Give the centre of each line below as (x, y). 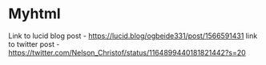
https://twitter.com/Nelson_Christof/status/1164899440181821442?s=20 (127, 52)
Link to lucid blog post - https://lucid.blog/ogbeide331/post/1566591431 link (133, 36)
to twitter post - (34, 44)
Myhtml (35, 14)
